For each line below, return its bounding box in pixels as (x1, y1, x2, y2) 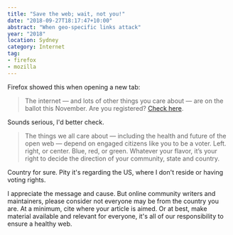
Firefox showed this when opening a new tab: (7, 82, 141, 91)
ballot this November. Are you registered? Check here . (24, 104, 184, 112)
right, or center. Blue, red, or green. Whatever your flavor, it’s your (24, 146, 218, 155)
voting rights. (7, 175, 46, 184)
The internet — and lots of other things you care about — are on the (24, 97, 224, 105)
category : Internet (7, 43, 65, 50)
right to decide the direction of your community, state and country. (24, 154, 220, 163)
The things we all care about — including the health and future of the (24, 131, 227, 140)
